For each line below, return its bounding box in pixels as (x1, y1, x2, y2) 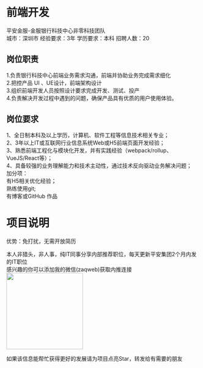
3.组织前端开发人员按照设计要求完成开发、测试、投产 (6, 87, 140, 94)
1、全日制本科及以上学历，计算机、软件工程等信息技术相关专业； (6, 131, 169, 139)
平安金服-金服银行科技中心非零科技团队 (6, 27, 106, 34)
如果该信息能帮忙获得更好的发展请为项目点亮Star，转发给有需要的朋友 (6, 355, 183, 362)
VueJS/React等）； (6, 154, 53, 162)
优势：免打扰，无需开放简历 (6, 237, 76, 245)
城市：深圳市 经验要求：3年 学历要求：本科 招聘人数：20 (6, 34, 150, 41)
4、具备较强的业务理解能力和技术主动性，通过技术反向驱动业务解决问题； (6, 162, 193, 169)
